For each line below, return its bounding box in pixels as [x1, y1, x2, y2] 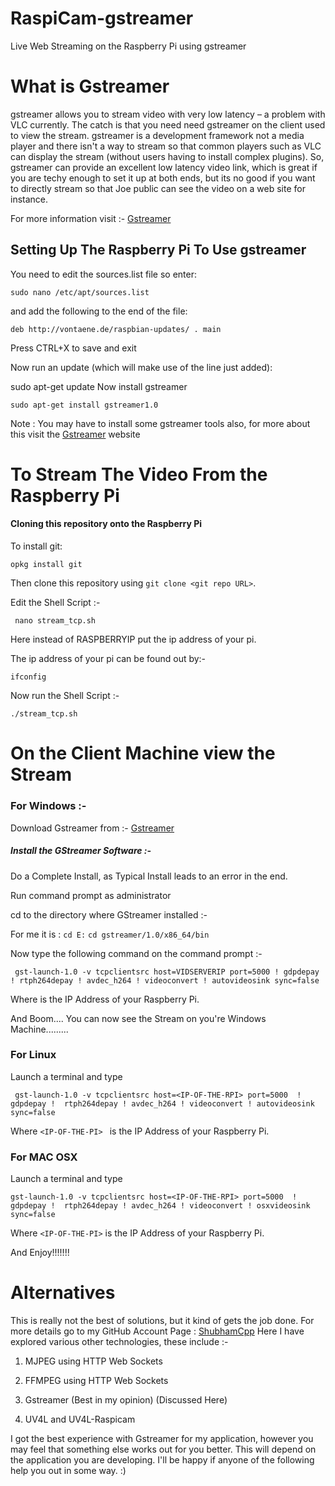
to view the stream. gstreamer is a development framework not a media [10, 129, 305, 141]
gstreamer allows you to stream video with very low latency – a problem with [10, 108, 326, 120]
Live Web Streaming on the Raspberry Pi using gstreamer [10, 40, 247, 52]
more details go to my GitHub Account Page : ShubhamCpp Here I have [10, 1325, 305, 1337]
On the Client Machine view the [10, 742, 276, 765]
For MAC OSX [10, 1150, 78, 1164]
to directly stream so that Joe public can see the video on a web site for [10, 182, 306, 194]
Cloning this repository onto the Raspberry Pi [10, 518, 203, 530]
